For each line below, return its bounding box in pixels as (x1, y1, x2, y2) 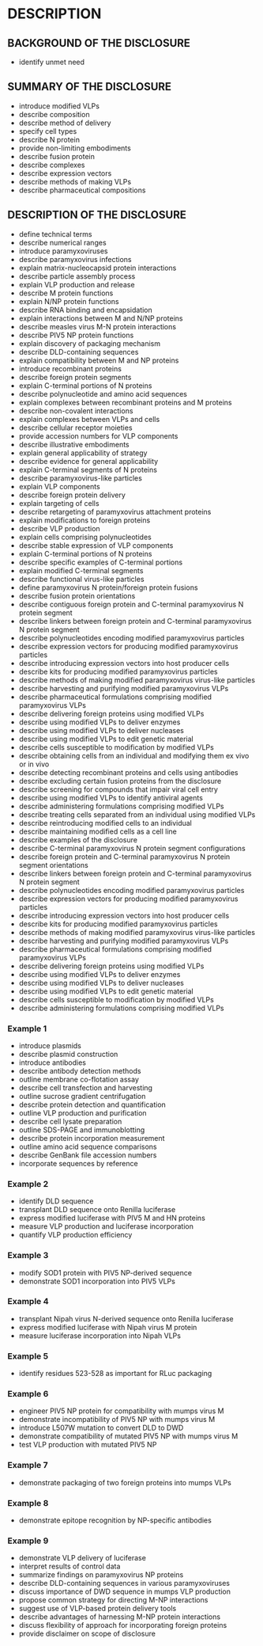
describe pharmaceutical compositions (18, 185, 146, 195)
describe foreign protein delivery (18, 490, 126, 500)
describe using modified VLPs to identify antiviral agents (18, 793, 203, 802)
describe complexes (18, 160, 85, 169)
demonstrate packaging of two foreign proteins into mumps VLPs (18, 1477, 232, 1487)
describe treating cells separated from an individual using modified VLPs (18, 809, 256, 819)
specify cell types (18, 126, 77, 135)
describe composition (18, 109, 90, 119)
